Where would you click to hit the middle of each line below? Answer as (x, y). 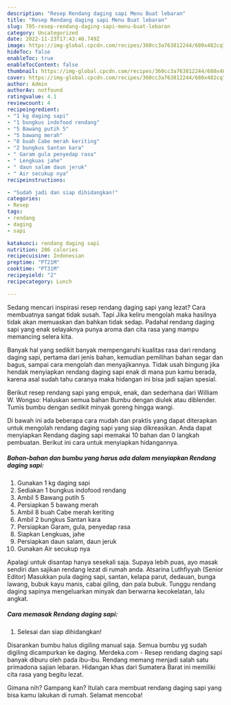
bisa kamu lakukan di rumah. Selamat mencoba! (75, 695)
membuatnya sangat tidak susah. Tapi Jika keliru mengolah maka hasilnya (112, 315)
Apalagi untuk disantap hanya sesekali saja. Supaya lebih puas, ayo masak (113, 562)
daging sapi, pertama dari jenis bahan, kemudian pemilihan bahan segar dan (115, 357)
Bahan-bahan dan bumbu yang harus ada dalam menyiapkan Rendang (112, 458)
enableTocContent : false (43, 65)
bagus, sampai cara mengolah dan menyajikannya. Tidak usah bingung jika (113, 364)
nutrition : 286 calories (43, 250)
